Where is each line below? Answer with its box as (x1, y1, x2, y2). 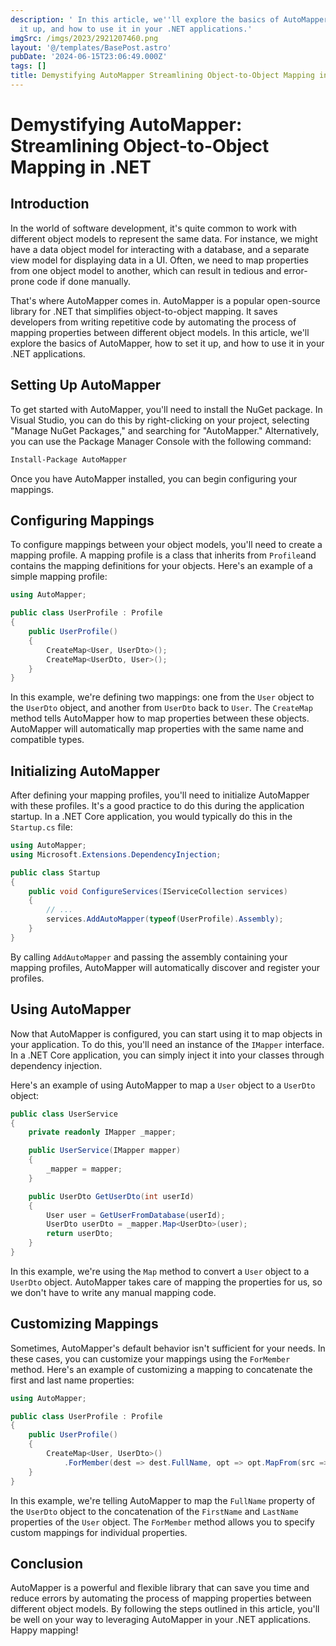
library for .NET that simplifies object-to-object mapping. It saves (10, 305, 278, 317)
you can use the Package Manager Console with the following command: (10, 435, 312, 447)
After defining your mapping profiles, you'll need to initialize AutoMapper (10, 789, 310, 801)
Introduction (10, 196, 90, 213)
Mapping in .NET (10, 156, 152, 179)
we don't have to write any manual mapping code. (10, 1286, 217, 1298)
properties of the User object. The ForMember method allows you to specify (10, 1516, 315, 1528)
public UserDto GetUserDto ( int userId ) (28, 1191, 195, 1201)
